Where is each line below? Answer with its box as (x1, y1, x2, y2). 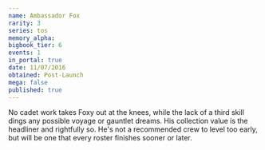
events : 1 (8, 49, 42, 57)
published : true (8, 85, 62, 94)
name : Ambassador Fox (8, 11, 81, 20)
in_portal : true (8, 57, 62, 65)
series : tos (8, 26, 48, 34)
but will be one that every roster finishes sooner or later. (8, 133, 193, 143)
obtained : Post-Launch (8, 71, 84, 79)
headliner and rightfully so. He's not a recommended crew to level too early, (8, 124, 258, 134)
